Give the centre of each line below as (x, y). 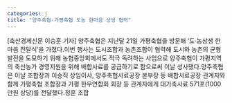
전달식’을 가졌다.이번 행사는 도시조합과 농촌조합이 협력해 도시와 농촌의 (114, 49)
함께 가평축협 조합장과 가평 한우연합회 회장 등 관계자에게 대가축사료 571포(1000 (114, 84)
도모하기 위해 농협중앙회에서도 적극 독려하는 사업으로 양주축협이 (111, 58)
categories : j (28, 13)
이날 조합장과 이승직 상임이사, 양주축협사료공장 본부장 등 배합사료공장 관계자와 (120, 75)
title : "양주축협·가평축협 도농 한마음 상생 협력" (69, 20)
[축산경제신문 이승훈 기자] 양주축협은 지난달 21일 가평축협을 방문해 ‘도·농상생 (110, 40)
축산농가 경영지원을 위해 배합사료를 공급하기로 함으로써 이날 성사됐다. (108, 66)
